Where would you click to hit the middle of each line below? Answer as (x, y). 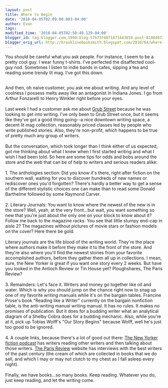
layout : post (19, 10)
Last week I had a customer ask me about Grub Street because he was (78, 109)
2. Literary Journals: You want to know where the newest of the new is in (80, 205)
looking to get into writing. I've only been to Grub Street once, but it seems (82, 114)
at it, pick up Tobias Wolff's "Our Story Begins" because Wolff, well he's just (83, 321)
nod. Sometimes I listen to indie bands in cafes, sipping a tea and (81, 67)
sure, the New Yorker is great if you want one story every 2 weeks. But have (83, 263)
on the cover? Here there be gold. (40, 231)
